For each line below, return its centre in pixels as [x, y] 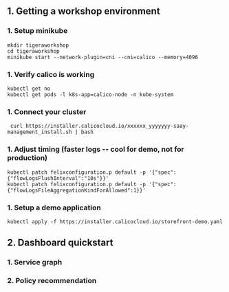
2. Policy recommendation [52, 281]
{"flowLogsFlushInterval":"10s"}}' [58, 178]
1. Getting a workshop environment [84, 11]
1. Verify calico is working [51, 74]
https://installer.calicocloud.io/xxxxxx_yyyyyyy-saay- [107, 126]
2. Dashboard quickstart [60, 243]
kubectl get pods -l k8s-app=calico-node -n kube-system [90, 94]
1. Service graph [35, 262]
